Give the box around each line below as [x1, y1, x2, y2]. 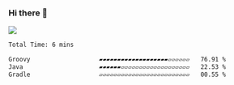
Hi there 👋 [8, 7, 49, 19]
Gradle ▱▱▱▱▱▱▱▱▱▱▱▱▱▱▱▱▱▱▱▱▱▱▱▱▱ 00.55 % [8, 70, 227, 79]
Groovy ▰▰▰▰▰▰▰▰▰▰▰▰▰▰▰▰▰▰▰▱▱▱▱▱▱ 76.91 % [8, 56, 227, 64]
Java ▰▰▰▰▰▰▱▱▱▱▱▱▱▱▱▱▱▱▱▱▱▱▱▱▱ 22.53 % [8, 63, 227, 71]
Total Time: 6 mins [8, 40, 74, 49]
